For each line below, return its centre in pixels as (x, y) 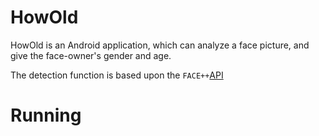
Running (46, 115)
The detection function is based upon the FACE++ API (117, 75)
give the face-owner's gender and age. (91, 55)
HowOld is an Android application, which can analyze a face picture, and (160, 45)
